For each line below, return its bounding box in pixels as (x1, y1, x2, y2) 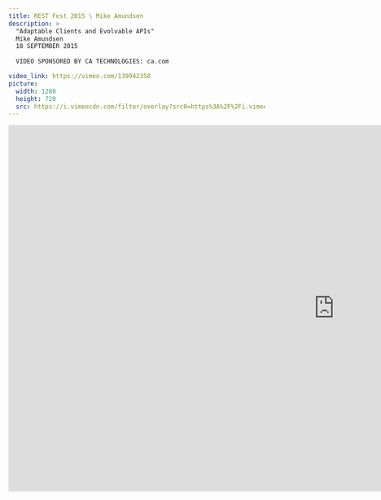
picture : (8, 79, 38, 88)
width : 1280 (15, 87, 57, 95)
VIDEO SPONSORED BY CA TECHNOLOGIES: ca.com (15, 58, 169, 66)
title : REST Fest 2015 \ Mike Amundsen (8, 11, 144, 20)
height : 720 (15, 94, 57, 103)
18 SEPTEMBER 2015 (15, 42, 79, 50)
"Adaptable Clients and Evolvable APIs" (15, 27, 155, 35)
